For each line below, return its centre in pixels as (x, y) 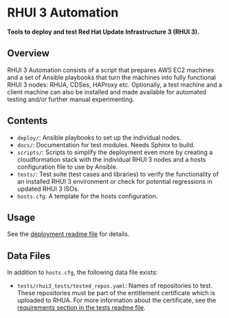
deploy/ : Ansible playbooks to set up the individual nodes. (99, 137)
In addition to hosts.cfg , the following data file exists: (83, 273)
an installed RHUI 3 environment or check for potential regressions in (115, 181)
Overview (29, 53)
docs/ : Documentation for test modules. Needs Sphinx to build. (106, 145)
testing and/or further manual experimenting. (71, 99)
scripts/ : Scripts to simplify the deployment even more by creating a (115, 152)
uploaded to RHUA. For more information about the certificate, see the (117, 300)
